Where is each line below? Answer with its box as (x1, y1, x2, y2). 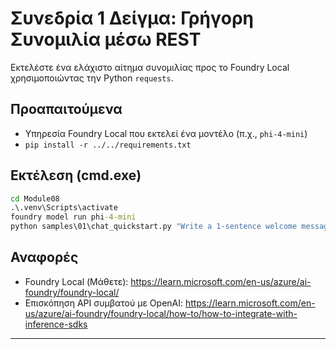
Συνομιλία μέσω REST (10, 28, 202, 51)
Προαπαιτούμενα (10, 101, 123, 118)
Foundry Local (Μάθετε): (24, 275, 129, 287)
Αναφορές (10, 249, 79, 266)
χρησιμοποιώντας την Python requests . (10, 72, 174, 84)
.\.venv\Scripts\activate (10, 203, 118, 213)
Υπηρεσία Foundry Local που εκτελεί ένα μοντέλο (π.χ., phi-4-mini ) (24, 127, 308, 139)
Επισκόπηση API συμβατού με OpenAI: (24, 297, 184, 309)
